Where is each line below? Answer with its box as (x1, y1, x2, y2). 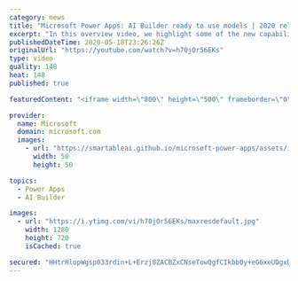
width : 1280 (25, 225, 69, 235)
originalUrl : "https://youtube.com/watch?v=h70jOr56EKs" (9, 46, 224, 55)
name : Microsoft (17, 119, 77, 129)
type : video (9, 54, 53, 63)
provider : (9, 111, 46, 120)
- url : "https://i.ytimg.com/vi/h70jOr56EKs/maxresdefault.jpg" (17, 217, 260, 226)
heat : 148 (9, 71, 46, 80)
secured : (9, 258, 42, 267)
